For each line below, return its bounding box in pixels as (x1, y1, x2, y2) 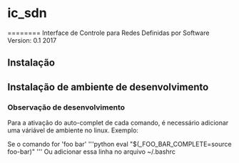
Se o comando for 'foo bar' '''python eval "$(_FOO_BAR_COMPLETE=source (7, 140, 232, 149)
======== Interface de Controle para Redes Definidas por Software (7, 28, 210, 37)
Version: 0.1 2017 (7, 36, 57, 44)
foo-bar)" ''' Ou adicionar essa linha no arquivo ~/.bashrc (7, 147, 176, 156)
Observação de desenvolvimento (7, 102, 125, 112)
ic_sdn (7, 5, 48, 21)
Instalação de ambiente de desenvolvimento (7, 80, 209, 93)
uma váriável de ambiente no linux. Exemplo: (7, 126, 139, 135)
